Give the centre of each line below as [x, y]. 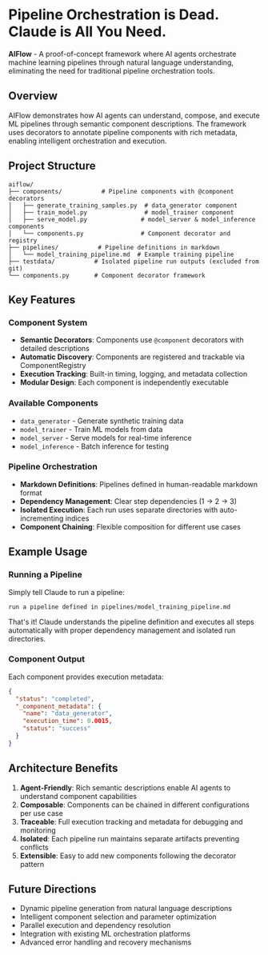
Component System [48, 322]
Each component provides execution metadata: [86, 677]
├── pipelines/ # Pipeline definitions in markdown [114, 247]
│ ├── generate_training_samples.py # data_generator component [123, 206]
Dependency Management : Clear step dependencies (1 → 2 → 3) [128, 501]
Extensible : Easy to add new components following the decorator [128, 855]
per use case [42, 813]
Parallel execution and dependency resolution [95, 925]
